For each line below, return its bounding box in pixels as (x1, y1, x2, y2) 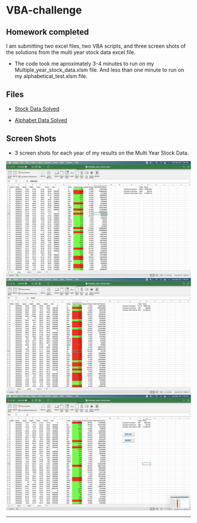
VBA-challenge (6, 4, 82, 17)
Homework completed (6, 27, 89, 37)
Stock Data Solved (14, 105, 60, 112)
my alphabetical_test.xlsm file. (14, 73, 88, 79)
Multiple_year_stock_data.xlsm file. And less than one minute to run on (14, 66, 185, 73)
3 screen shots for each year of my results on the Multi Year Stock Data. (14, 149, 189, 156)
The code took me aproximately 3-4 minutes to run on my (14, 60, 154, 67)
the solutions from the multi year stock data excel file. (6, 49, 136, 56)
